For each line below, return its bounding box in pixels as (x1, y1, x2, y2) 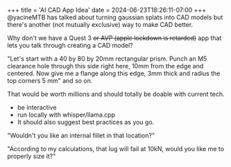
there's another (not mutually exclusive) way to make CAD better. (7, 21, 194, 28)
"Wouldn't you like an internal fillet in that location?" (7, 131, 155, 139)
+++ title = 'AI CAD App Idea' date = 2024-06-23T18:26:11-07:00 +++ (7, 6, 207, 14)
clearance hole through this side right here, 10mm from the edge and (7, 62, 204, 70)
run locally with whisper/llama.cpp (17, 110, 116, 119)
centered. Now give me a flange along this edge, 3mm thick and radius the (7, 69, 221, 77)
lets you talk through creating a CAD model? (7, 41, 133, 49)
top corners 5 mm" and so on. (7, 77, 93, 85)
